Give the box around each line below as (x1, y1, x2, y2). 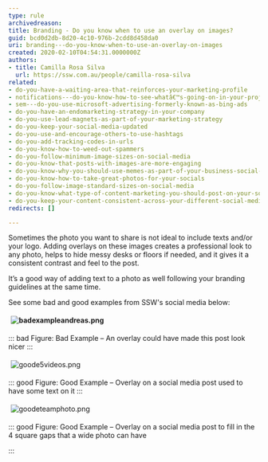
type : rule (8, 11, 45, 20)
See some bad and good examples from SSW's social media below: (8, 298, 231, 307)
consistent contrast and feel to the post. (8, 258, 140, 268)
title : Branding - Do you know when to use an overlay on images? (8, 26, 234, 34)
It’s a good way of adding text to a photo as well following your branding (8, 274, 246, 284)
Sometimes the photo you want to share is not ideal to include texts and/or (8, 233, 253, 243)
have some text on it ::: (8, 386, 84, 396)
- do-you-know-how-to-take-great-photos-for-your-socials (8, 174, 205, 183)
